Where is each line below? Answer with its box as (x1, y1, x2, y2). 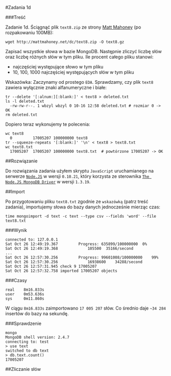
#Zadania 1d (5, 5, 31, 10)
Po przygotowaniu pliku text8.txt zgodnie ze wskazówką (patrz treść (5, 199, 149, 204)
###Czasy (5, 277, 27, 283)
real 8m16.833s (5, 287, 44, 292)
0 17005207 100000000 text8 (10, 135, 88, 140)
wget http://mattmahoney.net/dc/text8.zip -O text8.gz (5, 39, 125, 44)
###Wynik (5, 227, 27, 233)
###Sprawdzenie (5, 320, 42, 326)
